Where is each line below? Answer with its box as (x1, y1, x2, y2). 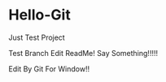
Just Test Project (8, 32, 65, 42)
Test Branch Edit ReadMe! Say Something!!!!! (8, 48, 159, 58)
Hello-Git (8, 6, 71, 24)
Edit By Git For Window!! (8, 63, 90, 74)
